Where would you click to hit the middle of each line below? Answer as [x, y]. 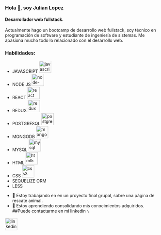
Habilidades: [20, 53]
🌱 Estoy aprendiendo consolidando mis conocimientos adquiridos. [78, 206]
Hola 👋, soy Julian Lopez [34, 8]
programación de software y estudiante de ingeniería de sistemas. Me [75, 35]
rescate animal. [27, 201]
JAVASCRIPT [25, 71]
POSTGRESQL [26, 124]
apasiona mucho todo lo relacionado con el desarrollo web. [64, 40]
